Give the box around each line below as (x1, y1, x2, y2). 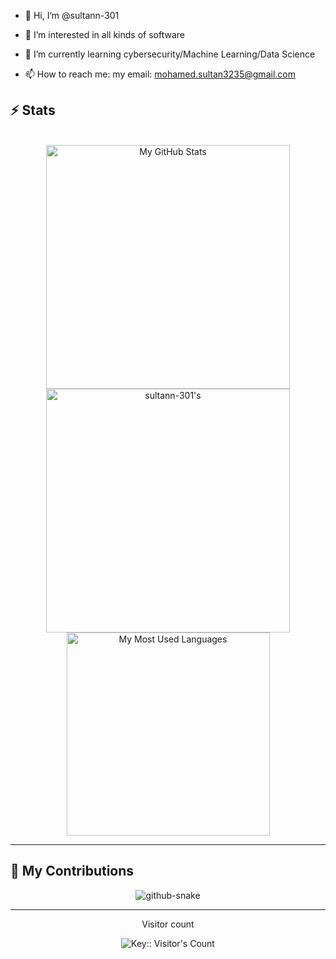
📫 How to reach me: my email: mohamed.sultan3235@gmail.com (24, 68, 296, 80)
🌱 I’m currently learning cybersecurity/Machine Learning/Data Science (24, 48, 316, 60)
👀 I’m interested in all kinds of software (24, 29, 185, 40)
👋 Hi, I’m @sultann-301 (24, 10, 120, 21)
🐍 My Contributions (10, 863, 135, 880)
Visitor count (141, 918, 195, 930)
